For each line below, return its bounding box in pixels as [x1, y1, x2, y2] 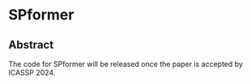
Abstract [8, 38, 54, 52]
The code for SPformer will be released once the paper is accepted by [8, 59, 243, 69]
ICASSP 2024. [8, 68, 56, 78]
